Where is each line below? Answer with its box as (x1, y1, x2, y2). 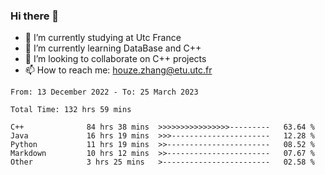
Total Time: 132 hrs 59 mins (10, 105, 132, 115)
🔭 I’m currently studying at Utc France (24, 32, 182, 44)
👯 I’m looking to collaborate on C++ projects (24, 53, 207, 65)
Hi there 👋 (10, 9, 60, 23)
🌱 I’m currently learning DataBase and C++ (24, 42, 202, 54)
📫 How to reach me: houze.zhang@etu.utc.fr (24, 64, 213, 76)
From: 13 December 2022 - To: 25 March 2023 (10, 87, 199, 98)
